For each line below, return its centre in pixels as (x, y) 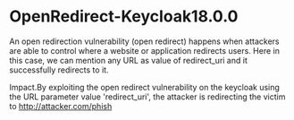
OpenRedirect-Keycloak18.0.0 (124, 17)
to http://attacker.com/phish (61, 106)
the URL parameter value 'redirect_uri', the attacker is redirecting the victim (147, 97)
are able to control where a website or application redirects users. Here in (144, 50)
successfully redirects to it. (59, 70)
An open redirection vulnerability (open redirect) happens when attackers (144, 41)
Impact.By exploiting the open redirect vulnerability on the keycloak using (144, 87)
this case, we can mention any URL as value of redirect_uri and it (128, 60)
